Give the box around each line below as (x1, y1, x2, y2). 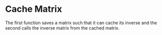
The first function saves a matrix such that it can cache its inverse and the (5, 20, 157, 26)
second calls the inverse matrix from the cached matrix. (5, 25, 120, 31)
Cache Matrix (5, 3, 62, 15)
